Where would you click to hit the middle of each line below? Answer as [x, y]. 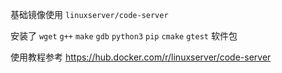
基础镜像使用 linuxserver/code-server [89, 14]
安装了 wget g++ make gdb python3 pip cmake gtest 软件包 [124, 36]
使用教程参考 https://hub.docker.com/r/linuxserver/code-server [141, 57]
